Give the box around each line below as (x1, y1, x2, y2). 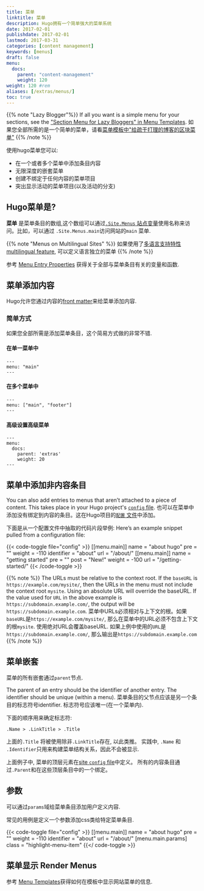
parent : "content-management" (17, 71, 94, 78)
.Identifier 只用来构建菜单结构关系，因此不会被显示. (6, 745, 139, 752)
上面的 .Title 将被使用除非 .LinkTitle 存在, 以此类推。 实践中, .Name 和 (6, 738, 181, 745)
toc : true (6, 94, 32, 100)
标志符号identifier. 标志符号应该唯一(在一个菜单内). (16, 701, 144, 708)
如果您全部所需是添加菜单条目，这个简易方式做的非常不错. (6, 329, 152, 337)
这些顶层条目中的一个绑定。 (41, 766, 111, 773)
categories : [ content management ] (6, 43, 94, 50)
